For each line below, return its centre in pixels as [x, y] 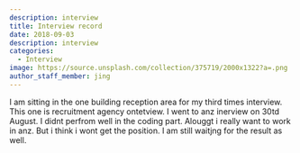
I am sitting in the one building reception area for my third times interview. [146, 102]
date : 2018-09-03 [42, 34]
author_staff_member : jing [60, 76]
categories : [32, 51]
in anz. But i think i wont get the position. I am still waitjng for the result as [146, 130]
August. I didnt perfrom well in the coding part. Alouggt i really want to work [150, 121]
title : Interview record [56, 26]
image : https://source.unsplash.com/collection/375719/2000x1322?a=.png [149, 68]
